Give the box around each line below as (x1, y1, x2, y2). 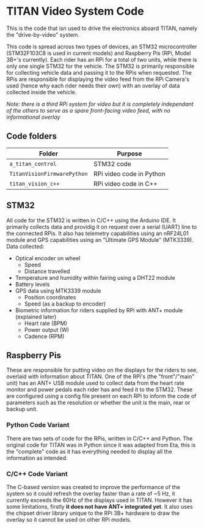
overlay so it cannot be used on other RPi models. (6, 516, 132, 523)
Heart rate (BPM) (24, 320, 67, 327)
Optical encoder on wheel (15, 254, 81, 261)
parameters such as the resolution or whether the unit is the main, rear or (6, 399, 191, 407)
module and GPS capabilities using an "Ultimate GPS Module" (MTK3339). (6, 236, 194, 243)
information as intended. (6, 454, 68, 462)
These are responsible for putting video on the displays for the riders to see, (6, 366, 199, 374)
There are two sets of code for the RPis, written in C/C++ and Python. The (6, 435, 193, 442)
